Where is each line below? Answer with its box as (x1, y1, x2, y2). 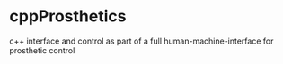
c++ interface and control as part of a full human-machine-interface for (9, 36, 274, 46)
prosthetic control (9, 44, 75, 55)
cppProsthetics (9, 6, 127, 27)
